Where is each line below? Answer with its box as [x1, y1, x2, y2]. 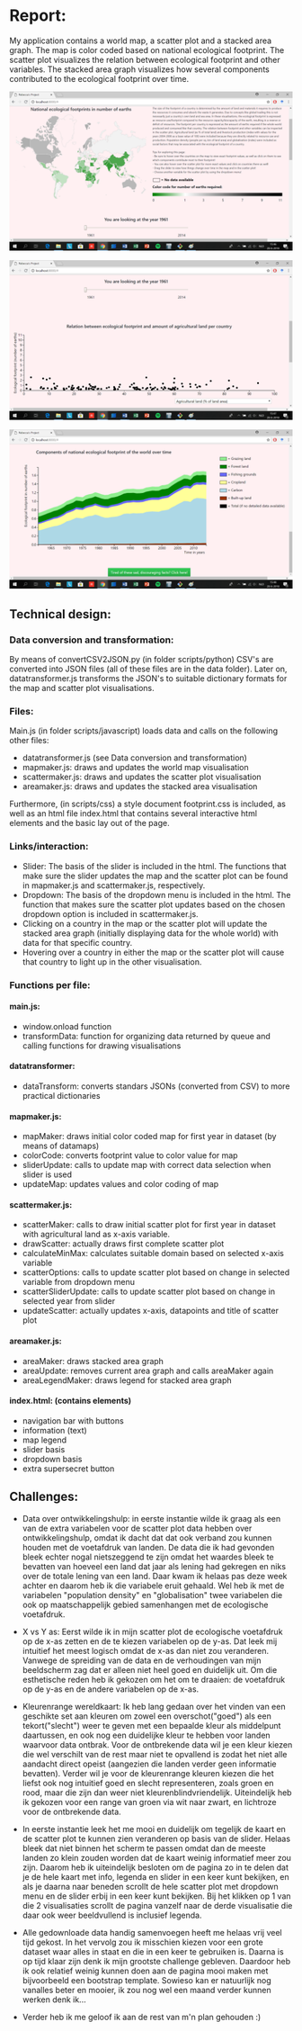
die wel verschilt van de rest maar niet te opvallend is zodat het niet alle [22, 1748, 288, 1759]
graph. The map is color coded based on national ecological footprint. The [9, 44, 285, 55]
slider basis [22, 1443, 66, 1454]
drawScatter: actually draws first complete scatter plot [22, 1238, 225, 1249]
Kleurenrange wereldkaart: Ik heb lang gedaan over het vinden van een [22, 1701, 286, 1712]
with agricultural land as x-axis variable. [22, 1229, 171, 1240]
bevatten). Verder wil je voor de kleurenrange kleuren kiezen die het [22, 1767, 274, 1778]
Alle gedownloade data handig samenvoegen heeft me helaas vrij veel [22, 1927, 282, 1937]
